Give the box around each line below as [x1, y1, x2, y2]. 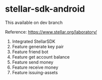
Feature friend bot [12, 49, 49, 55]
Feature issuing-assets [12, 69, 58, 75]
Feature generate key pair [12, 43, 64, 49]
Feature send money [12, 59, 53, 65]
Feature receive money [12, 64, 58, 70]
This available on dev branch [5, 20, 63, 25]
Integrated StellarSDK [12, 38, 56, 44]
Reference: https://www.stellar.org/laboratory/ [5, 29, 97, 35]
